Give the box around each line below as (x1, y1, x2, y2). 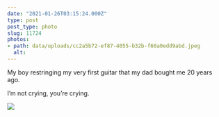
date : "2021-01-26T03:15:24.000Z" (7, 10, 108, 17)
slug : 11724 (7, 29, 42, 37)
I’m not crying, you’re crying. (7, 88, 90, 97)
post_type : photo (7, 23, 58, 30)
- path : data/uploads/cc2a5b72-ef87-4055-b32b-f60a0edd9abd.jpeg (7, 42, 200, 49)
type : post (7, 17, 39, 24)
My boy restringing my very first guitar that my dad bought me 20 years (7, 68, 213, 77)
